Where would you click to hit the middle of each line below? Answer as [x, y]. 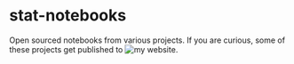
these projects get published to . [94, 49]
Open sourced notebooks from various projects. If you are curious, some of [147, 40]
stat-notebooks [68, 16]
